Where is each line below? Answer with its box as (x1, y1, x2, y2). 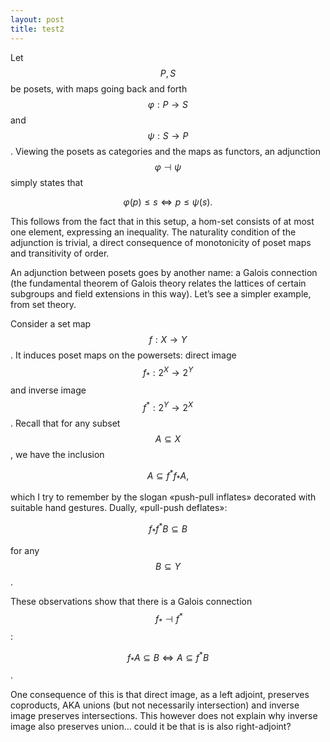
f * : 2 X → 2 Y (142, 364, 194, 380)
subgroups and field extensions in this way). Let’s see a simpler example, (10, 287, 312, 300)
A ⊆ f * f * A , (146, 467, 190, 484)
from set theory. (10, 298, 77, 310)
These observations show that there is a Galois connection (10, 595, 253, 607)
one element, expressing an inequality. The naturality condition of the (10, 226, 297, 238)
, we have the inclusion (10, 448, 105, 460)
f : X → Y (148, 333, 188, 345)
